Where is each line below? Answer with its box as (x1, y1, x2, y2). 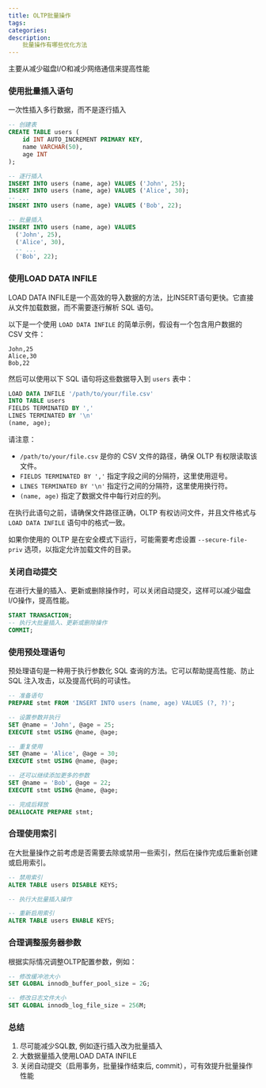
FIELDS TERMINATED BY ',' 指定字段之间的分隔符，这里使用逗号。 (19, 471, 232, 481)
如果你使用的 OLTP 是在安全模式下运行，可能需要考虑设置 (8, 534, 196, 544)
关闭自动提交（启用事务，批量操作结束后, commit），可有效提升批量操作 (19, 1061, 253, 1071)
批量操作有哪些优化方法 (22, 41, 88, 49)
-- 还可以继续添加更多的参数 (8, 772, 90, 780)
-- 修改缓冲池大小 (8, 972, 61, 980)
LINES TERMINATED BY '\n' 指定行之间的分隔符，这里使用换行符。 (19, 481, 232, 490)
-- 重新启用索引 (8, 910, 55, 918)
